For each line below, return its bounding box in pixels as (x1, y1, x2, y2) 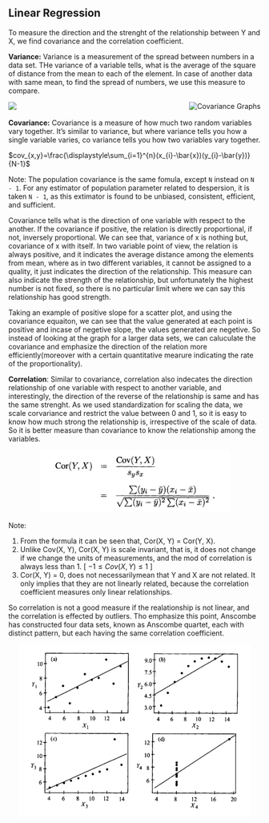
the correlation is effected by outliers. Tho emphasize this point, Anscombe (8, 611, 257, 620)
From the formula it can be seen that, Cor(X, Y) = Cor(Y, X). (19, 536, 216, 546)
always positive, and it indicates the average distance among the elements (8, 249, 255, 259)
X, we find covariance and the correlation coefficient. (8, 36, 184, 46)
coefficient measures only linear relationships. (19, 587, 173, 596)
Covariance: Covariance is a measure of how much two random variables (8, 118, 252, 127)
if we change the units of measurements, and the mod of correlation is (19, 553, 252, 563)
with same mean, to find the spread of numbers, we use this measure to (8, 77, 246, 87)
